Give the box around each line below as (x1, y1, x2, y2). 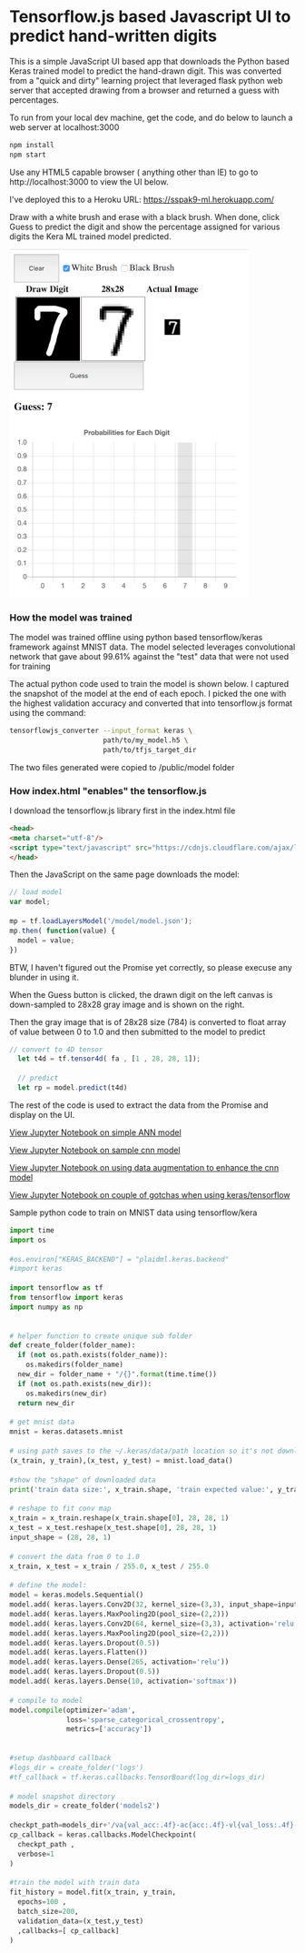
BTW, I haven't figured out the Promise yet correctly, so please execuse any (9, 961, 292, 972)
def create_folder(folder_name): (9, 1341, 136, 1350)
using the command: (9, 707, 86, 718)
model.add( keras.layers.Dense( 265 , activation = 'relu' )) (9, 1657, 230, 1666)
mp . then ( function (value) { (9, 926, 116, 935)
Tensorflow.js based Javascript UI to (9, 6, 291, 27)
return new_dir (17, 1398, 75, 1407)
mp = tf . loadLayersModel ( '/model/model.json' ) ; (9, 917, 193, 926)
